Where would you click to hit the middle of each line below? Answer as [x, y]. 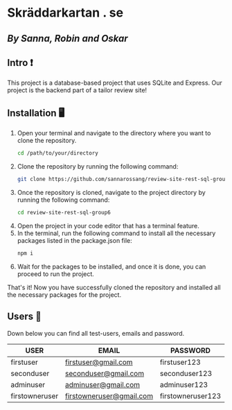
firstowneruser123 [190, 395]
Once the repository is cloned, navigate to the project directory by [111, 192]
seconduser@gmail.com [104, 373]
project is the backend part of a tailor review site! [77, 90]
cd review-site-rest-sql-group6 [64, 212]
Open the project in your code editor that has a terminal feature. [108, 225]
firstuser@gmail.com [99, 362]
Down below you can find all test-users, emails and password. [96, 333]
